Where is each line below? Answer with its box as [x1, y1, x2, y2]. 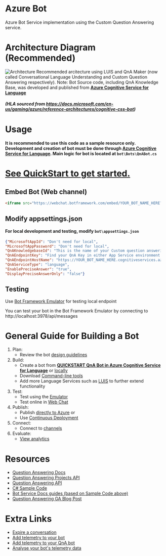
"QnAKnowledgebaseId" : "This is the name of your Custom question [5, 248, 145, 254]
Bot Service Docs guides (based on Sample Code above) [12, 490, 128, 497]
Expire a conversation [12, 529, 57, 535]
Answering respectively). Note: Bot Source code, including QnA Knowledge [5, 79, 159, 85]
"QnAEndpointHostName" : [5, 257, 54, 262]
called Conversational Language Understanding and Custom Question [5, 74, 148, 80]
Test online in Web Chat [19, 399, 68, 405]
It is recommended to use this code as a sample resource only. [5, 140, 136, 146]
